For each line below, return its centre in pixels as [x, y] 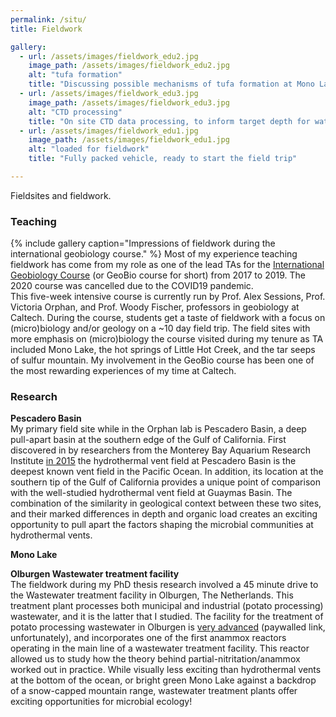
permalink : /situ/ [48, 19]
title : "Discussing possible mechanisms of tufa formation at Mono [171, 84]
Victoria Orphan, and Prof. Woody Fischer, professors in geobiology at [155, 307]
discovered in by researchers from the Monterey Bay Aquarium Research [160, 450]
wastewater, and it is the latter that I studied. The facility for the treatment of [167, 617]
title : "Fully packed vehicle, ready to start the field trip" [163, 159]
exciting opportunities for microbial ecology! [101, 702]
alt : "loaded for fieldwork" [89, 149]
